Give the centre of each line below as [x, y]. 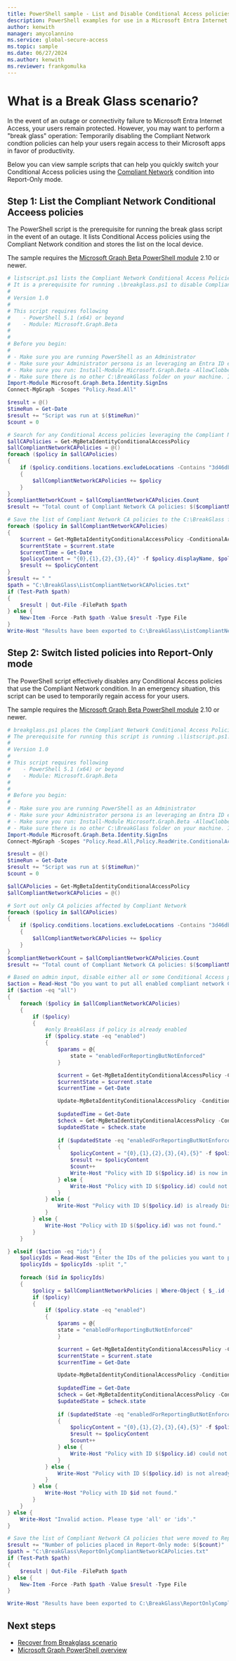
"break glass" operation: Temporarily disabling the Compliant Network [109, 135]
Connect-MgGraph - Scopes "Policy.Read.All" [72, 390]
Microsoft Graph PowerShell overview [72, 1650]
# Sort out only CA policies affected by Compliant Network [97, 906]
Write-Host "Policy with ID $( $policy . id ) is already [138, 1206]
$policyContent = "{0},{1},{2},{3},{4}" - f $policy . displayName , [118, 559]
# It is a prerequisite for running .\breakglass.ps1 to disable [105, 285]
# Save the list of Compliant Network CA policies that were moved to [113, 1538]
